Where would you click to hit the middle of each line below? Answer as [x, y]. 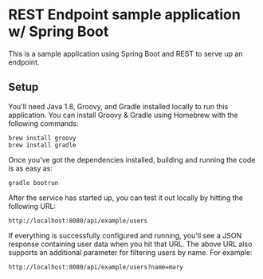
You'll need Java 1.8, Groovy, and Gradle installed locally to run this [118, 106]
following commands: [43, 123]
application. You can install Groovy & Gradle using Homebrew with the [123, 115]
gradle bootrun [33, 183]
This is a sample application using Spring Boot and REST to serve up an [126, 53]
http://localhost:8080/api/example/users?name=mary [96, 267]
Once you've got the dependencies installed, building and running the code [132, 159]
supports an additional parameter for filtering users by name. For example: [130, 252]
